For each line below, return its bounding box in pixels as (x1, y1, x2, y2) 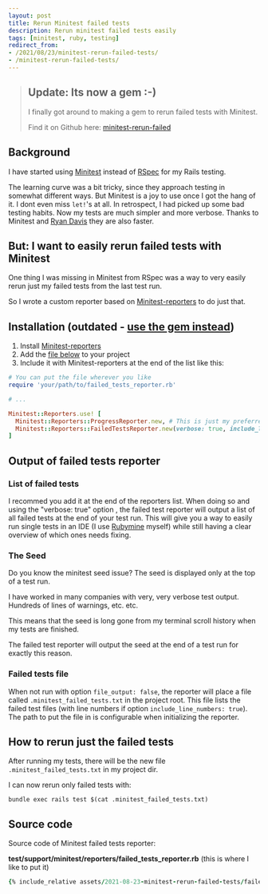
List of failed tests (8, 478, 80, 489)
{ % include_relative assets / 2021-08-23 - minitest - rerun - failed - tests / (8, 878, 245, 886)
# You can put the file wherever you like (8, 374, 152, 382)
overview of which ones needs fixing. (8, 530, 132, 540)
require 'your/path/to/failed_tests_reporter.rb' (8, 381, 177, 389)
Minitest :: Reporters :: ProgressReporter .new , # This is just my (15, 417, 230, 425)
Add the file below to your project (19, 350, 130, 359)
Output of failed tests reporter (8, 454, 161, 468)
